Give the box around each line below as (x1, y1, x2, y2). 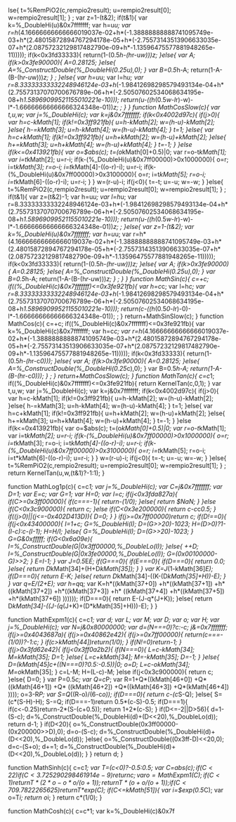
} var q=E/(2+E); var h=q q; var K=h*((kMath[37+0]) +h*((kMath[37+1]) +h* (8, 580, 225, 587)
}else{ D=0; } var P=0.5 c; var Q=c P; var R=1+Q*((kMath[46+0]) (8, 675, 192, 684)
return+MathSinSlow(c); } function (124, 312, 224, 320)
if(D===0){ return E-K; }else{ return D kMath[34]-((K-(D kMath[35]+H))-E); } (8, 572, 227, 580)
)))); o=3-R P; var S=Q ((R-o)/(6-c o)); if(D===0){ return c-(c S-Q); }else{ (8, 690, 213, 698)
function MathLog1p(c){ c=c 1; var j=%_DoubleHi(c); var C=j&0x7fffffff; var (8, 483, 223, 490)
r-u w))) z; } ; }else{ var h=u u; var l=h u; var (22, 73, 144, 81)
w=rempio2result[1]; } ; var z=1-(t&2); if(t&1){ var (8, 13, 148, 22)
